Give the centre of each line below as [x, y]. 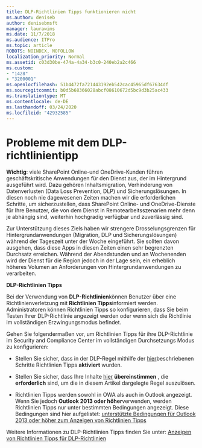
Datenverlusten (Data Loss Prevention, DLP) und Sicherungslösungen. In [96, 191]
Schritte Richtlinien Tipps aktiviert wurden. [68, 365]
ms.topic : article [29, 46]
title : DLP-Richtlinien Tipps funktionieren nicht [71, 12]
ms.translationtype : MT [36, 96]
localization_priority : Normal [46, 57]
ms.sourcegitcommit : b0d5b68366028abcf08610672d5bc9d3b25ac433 [87, 90]
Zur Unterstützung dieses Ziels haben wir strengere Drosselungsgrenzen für [101, 229]
